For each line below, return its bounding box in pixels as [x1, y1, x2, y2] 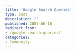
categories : [5, 35, 30, 40]
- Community [5, 40, 30, 45]
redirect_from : [5, 26, 37, 31]
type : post [5, 12, 28, 17]
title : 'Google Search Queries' [5, 7, 72, 12]
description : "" [5, 16, 39, 21]
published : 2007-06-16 [5, 21, 52, 26]
